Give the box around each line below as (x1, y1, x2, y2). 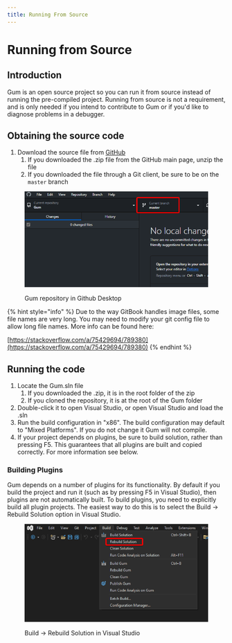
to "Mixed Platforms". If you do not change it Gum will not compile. (17, 425, 208, 434)
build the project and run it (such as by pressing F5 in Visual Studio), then (7, 488, 217, 497)
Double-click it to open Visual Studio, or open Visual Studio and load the (17, 403, 224, 412)
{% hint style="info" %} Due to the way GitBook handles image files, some (7, 308, 220, 316)
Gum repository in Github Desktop (24, 294, 122, 303)
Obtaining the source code (7, 130, 125, 142)
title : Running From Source (7, 11, 89, 18)
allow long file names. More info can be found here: (7, 322, 154, 331)
